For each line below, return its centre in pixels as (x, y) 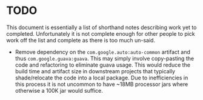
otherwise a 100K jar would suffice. (59, 90)
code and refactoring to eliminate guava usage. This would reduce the (103, 65)
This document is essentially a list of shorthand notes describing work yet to (101, 27)
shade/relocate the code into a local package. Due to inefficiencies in (101, 78)
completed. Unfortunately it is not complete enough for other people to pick (101, 33)
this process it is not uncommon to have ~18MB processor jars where (101, 84)
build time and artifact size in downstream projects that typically (95, 71)
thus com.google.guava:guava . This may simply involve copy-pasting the (105, 58)
